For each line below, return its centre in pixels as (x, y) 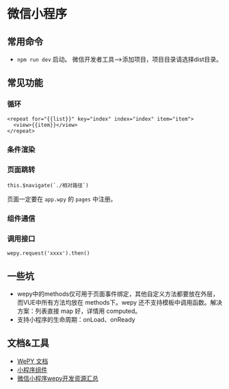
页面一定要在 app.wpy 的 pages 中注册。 (62, 199)
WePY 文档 (32, 361)
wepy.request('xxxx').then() (49, 254)
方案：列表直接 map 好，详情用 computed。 (79, 311)
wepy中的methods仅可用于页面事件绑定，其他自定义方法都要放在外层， (118, 294)
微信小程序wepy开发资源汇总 (58, 378)
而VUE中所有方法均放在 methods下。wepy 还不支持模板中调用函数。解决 (120, 302)
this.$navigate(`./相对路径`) (48, 185)
